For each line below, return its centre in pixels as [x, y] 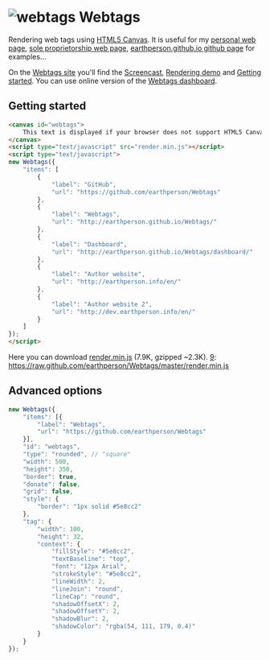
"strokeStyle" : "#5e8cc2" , [96, 574]
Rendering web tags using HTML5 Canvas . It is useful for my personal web [132, 39]
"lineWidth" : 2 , [78, 581]
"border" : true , [50, 476]
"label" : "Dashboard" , [89, 244]
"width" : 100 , [61, 529]
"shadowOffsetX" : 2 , [86, 604]
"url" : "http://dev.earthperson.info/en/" [123, 311]
